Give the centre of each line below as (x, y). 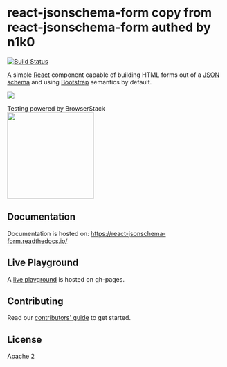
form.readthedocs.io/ (37, 241)
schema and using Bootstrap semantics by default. (80, 82)
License (25, 340)
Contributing (35, 301)
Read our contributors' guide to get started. (69, 318)
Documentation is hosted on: (48, 233)
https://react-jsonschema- (128, 233)
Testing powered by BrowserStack (56, 108)
